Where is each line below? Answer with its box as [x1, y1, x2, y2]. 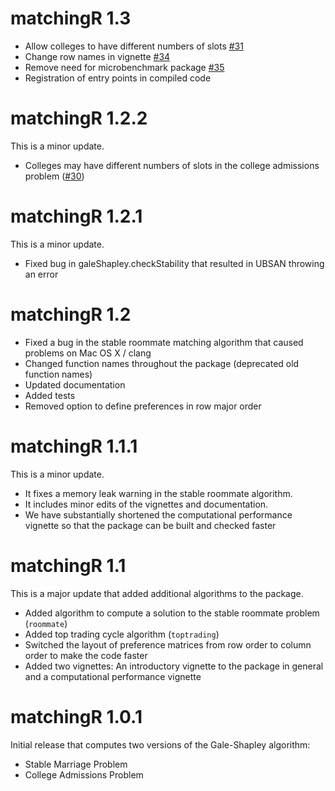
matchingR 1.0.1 [10, 705, 143, 728]
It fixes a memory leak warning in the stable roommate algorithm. [24, 487, 293, 499]
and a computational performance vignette [24, 670, 202, 682]
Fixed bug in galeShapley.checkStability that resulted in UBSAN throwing [24, 257, 325, 269]
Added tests [24, 389, 76, 401]
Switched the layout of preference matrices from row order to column [24, 638, 312, 651]
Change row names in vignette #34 [24, 50, 171, 62]
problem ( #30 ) [24, 170, 85, 182]
